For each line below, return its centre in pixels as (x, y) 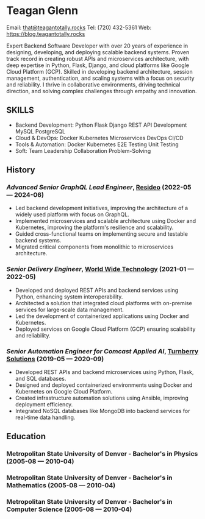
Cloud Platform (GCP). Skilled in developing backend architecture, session (100, 71)
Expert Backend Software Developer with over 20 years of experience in (97, 46)
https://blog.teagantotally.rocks (46, 34)
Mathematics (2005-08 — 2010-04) (61, 485)
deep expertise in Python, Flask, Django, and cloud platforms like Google (98, 65)
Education (26, 436)
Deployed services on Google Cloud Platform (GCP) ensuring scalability (105, 329)
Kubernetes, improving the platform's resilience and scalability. (94, 228)
